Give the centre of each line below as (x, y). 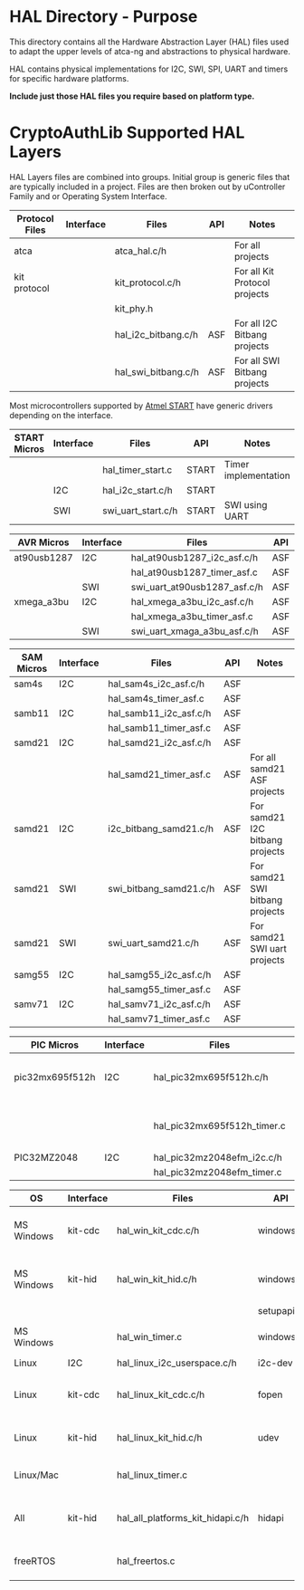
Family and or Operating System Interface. (88, 196)
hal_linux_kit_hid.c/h (159, 1437)
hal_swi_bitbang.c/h (157, 371)
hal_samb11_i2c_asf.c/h (160, 713)
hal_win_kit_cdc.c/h (158, 1231)
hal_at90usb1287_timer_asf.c (194, 572)
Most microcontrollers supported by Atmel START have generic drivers (141, 406)
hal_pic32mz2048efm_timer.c (218, 1172)
